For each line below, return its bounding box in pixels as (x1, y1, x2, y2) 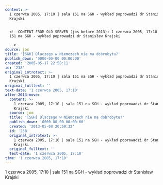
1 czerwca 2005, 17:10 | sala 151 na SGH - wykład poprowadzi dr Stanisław (5, 169, 153, 175)
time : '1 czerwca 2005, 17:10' (5, 156, 68, 161)
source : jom (9, 111, 34, 115)
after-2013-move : (5, 92, 40, 97)
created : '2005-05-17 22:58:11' (5, 60, 70, 66)
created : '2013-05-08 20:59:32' (9, 124, 75, 129)
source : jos (5, 47, 29, 52)
